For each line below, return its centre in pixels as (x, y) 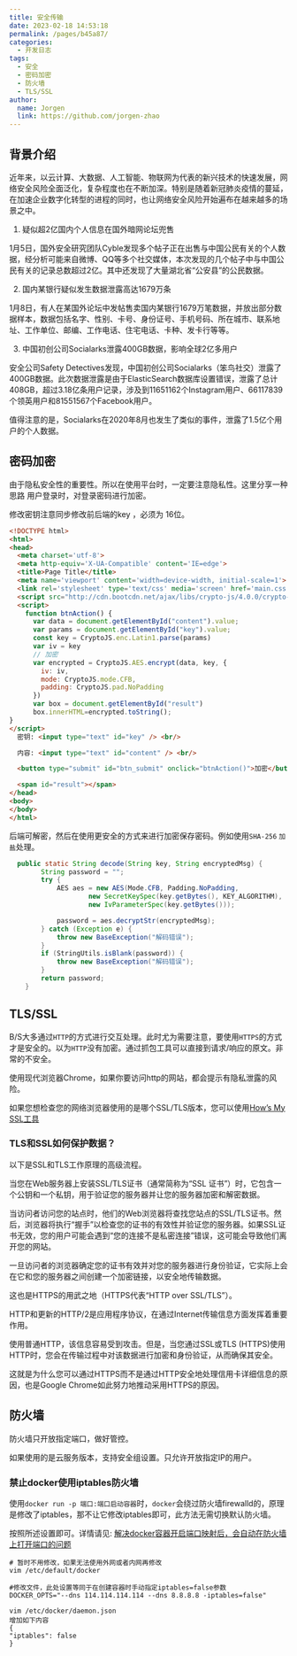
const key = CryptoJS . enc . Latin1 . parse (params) (122, 638)
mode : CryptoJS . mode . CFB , (89, 679)
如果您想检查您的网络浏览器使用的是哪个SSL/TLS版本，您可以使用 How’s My (147, 1107)
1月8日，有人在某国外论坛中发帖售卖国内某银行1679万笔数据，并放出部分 (142, 307)
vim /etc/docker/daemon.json (63, 1611)
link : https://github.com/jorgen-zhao (89, 116)
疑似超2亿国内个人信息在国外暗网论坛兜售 (98, 229)
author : (23, 100)
